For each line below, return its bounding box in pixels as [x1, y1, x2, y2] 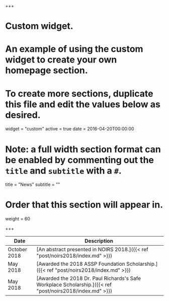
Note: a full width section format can [5, 143, 161, 155]
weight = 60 [5, 216, 30, 222]
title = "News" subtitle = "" [5, 182, 60, 188]
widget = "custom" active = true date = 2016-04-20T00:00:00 [5, 126, 134, 132]
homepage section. [5, 65, 88, 76]
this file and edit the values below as [5, 99, 161, 110]
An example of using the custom [5, 43, 143, 55]
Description [84, 238, 113, 245]
